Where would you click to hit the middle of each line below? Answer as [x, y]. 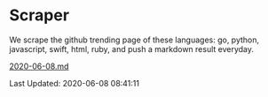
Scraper [39, 15]
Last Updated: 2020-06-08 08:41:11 [75, 83]
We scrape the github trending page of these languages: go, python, [134, 40]
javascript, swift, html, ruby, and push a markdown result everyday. [132, 48]
